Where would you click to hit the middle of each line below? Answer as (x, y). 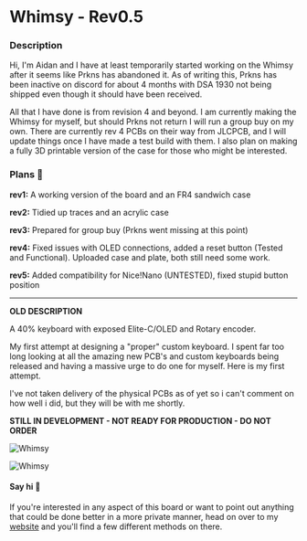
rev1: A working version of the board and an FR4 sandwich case (130, 195)
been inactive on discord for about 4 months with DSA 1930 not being (141, 85)
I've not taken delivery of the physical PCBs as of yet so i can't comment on (152, 393)
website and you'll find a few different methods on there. (116, 526)
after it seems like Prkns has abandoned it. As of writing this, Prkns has (143, 75)
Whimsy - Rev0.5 (77, 17)
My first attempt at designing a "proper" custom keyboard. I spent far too (147, 346)
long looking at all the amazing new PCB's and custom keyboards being (144, 356)
